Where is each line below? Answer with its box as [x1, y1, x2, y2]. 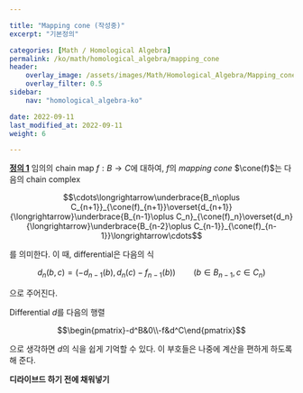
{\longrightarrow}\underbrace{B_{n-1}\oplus [10, 211, 174, 222]
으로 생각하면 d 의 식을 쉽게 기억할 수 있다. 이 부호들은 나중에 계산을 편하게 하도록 [9, 343, 293, 354]
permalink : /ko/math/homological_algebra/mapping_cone [9, 54, 220, 63]
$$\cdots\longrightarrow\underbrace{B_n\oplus [62, 192, 241, 203]
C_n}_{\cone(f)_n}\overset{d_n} [175, 211, 293, 222]
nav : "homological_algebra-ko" [25, 96, 143, 105]
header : [9, 62, 39, 72]
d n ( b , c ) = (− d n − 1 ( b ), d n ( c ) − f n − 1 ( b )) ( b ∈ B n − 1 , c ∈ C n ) [37, 267, 266, 280]
